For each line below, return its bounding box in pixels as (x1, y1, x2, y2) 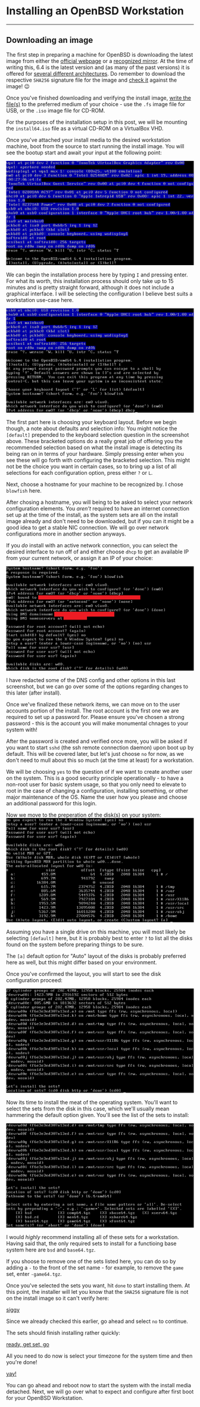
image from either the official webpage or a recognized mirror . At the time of (6, 57, 193, 64)
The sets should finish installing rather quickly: (6, 1329, 120, 1336)
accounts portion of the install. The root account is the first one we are (6, 707, 180, 714)
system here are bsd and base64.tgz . (6, 1246, 96, 1253)
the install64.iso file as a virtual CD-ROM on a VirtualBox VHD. (6, 124, 164, 132)
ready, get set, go (6, 1340, 49, 1347)
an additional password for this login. (6, 799, 97, 807)
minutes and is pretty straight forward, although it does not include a (6, 284, 174, 291)
